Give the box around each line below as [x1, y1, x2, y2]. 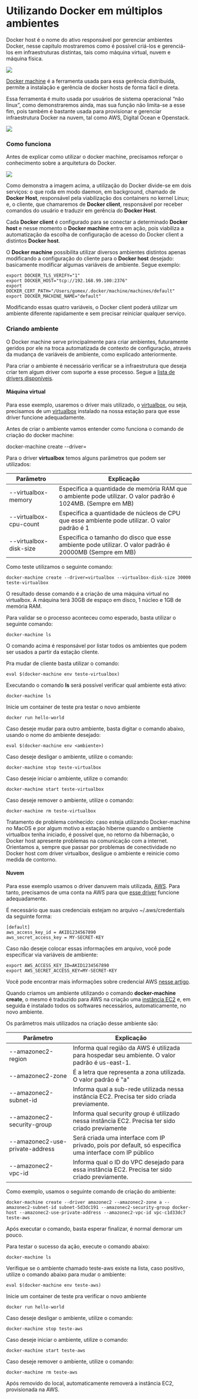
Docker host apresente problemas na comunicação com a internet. [6, 837, 169, 844]
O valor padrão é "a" [72, 1075, 130, 1083]
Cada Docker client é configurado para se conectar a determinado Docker [6, 218, 188, 225]
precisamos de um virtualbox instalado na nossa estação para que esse [6, 407, 180, 414]
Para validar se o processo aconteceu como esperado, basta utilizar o [6, 614, 176, 621]
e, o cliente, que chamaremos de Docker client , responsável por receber [6, 201, 183, 208]
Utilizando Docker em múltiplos [6, 4, 163, 18]
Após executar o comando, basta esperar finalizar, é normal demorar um [6, 1225, 183, 1232]
